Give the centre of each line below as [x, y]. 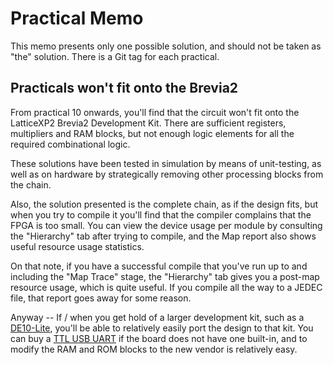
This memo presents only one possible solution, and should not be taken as [166, 46]
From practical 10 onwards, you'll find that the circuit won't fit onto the [155, 112]
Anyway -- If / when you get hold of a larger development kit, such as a [157, 317]
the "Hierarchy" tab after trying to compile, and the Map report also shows [163, 236]
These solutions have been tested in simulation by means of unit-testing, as [166, 163]
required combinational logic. [70, 144]
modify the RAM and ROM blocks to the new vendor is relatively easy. [154, 349]
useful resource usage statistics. [77, 246]
